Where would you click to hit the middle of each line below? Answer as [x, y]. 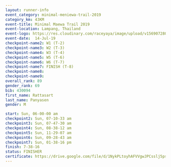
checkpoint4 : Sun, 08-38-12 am [38, 128]
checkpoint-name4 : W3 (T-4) [35, 52]
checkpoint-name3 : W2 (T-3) [35, 48]
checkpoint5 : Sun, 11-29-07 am [38, 133]
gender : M [16, 105]
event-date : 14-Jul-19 [31, 39]
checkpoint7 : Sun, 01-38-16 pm [38, 142]
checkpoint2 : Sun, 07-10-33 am [38, 119]
